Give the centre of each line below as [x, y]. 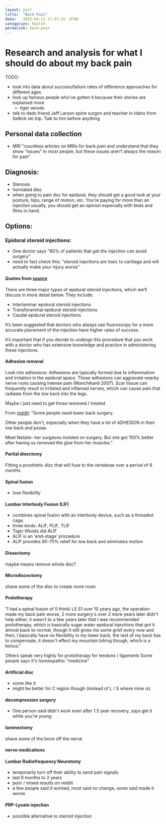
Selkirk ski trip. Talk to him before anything [56, 119]
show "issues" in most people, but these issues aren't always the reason [87, 151]
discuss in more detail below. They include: [49, 295]
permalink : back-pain [28, 28]
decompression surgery [31, 700]
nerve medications [25, 750]
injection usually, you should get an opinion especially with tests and [83, 205]
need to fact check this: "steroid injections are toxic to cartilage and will [85, 262]
